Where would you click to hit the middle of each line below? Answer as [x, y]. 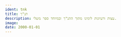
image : [12, 23]
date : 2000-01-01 [23, 27]
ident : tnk [16, 9]
